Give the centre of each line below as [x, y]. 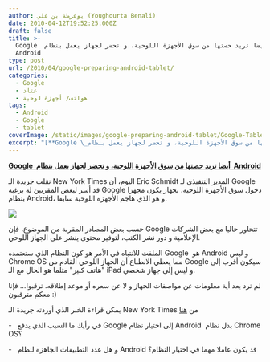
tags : [17, 105]
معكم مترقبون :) [33, 294]
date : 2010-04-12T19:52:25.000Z [62, 23]
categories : [28, 75]
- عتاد [27, 90]
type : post [27, 61]
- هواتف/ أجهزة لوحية [52, 98]
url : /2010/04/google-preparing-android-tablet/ [91, 68]
